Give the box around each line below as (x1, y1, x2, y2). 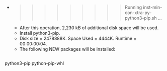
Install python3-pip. (19, 30, 60, 36)
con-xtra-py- (124, 10, 152, 16)
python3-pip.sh (124, 15, 157, 21)
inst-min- (142, 5, 162, 10)
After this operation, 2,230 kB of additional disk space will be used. (19, 25, 159, 31)
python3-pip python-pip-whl (5, 60, 64, 66)
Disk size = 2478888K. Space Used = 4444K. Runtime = (19, 35, 137, 41)
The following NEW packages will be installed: (19, 46, 115, 52)
